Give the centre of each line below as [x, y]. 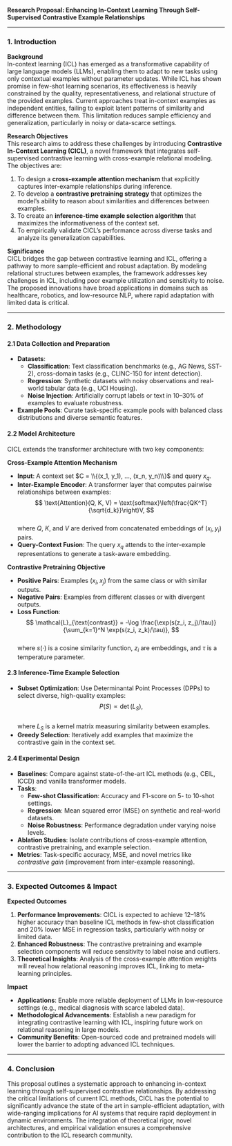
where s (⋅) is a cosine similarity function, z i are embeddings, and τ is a [117, 648]
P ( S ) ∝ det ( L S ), [121, 707]
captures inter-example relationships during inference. [95, 187]
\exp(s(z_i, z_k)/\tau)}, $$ [143, 629]
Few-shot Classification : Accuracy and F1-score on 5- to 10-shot [121, 795]
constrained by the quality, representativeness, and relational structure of [112, 93]
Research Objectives [38, 136]
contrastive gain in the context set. [66, 742]
